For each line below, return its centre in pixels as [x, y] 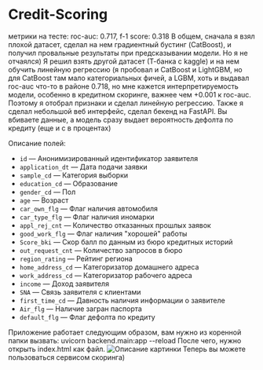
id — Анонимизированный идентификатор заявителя [109, 158]
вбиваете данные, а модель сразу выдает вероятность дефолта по [121, 119]
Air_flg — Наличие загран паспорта [81, 309]
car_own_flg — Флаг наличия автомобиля [89, 208]
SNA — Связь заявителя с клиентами [80, 291]
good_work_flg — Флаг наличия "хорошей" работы [103, 233]
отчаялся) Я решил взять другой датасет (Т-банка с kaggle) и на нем [124, 61]
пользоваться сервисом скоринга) [67, 357]
